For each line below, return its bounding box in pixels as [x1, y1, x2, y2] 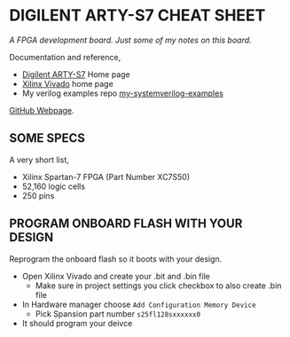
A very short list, [9, 154, 69, 165]
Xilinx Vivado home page [21, 78, 114, 89]
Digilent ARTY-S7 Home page [21, 68, 130, 80]
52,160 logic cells [21, 181, 86, 192]
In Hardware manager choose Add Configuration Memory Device [21, 299, 256, 310]
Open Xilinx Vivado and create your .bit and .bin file [21, 270, 210, 281]
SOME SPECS [9, 130, 86, 146]
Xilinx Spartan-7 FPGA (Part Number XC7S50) [21, 171, 191, 182]
